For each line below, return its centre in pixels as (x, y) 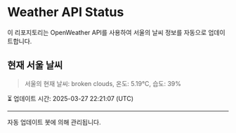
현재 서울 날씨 (35, 65)
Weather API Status (66, 12)
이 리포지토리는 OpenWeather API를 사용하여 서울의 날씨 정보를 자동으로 (107, 32)
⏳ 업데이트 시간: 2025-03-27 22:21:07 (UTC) (71, 98)
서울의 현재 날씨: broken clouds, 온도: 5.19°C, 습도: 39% (103, 83)
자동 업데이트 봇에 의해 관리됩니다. (54, 122)
